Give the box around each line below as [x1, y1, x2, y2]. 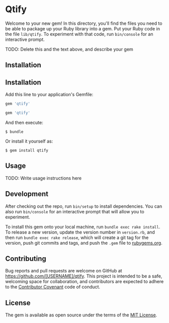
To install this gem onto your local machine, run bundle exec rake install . [5, 223, 160, 229]
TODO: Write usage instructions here [5, 175, 82, 181]
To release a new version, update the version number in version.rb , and [5, 229, 155, 235]
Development [5, 190, 49, 198]
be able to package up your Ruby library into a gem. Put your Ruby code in [5, 25, 160, 31]
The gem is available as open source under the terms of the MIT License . [5, 312, 157, 318]
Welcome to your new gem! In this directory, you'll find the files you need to [5, 20, 162, 26]
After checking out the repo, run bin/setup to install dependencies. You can [5, 203, 162, 209]
